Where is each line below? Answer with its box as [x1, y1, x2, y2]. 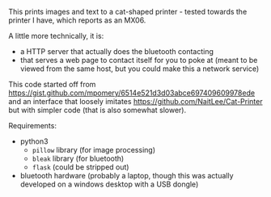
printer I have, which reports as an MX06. [8, 15, 146, 25]
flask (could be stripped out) [32, 162, 129, 172]
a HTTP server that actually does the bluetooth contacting [19, 47, 214, 56]
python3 [19, 136, 49, 146]
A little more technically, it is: [8, 31, 104, 40]
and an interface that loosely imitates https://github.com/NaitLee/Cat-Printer [8, 97, 263, 106]
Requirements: [8, 121, 57, 130]
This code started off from [8, 80, 96, 89]
